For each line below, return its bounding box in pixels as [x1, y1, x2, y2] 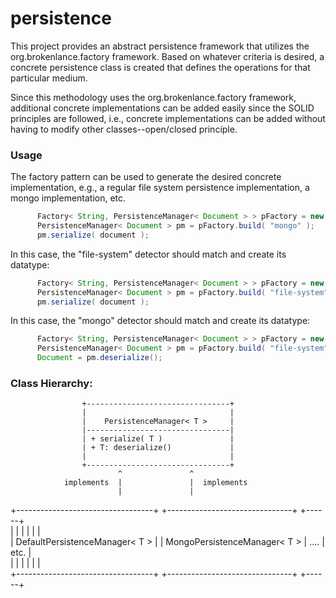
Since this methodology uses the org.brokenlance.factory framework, [10, 91, 297, 103]
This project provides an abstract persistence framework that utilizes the [10, 40, 310, 52]
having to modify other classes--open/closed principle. [10, 123, 238, 135]
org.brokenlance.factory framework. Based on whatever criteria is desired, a [10, 50, 325, 62]
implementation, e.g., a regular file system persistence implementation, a [10, 182, 310, 194]
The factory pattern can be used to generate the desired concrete [10, 171, 282, 183]
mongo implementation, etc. [10, 192, 127, 204]
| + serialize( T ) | [81, 434, 235, 444]
